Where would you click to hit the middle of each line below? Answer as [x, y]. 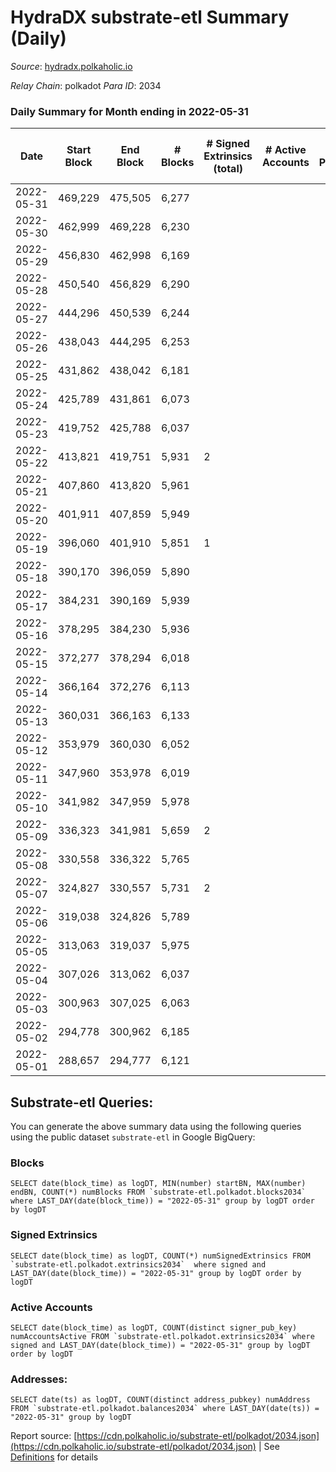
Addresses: [39, 1379]
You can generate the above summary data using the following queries [156, 1127]
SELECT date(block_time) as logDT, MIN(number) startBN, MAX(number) [158, 1184]
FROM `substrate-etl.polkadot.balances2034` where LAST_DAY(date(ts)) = [165, 1409]
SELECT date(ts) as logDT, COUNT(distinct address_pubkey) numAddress [160, 1400]
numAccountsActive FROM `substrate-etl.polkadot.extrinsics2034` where [162, 1336]
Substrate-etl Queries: [82, 1102]
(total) [228, 169]
